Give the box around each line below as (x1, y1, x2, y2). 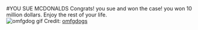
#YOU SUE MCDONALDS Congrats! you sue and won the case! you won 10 (6, 5, 193, 12)
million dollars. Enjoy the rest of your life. (6, 11, 107, 18)
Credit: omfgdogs (44, 18, 88, 24)
